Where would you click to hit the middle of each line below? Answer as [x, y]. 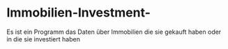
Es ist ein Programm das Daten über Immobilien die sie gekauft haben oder [114, 32]
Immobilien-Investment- [79, 13]
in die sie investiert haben [44, 39]
